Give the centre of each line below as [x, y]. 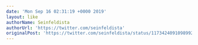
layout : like [22, 17]
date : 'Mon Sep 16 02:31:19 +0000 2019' [57, 11]
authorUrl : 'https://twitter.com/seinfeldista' [66, 28]
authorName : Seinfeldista [38, 22]
